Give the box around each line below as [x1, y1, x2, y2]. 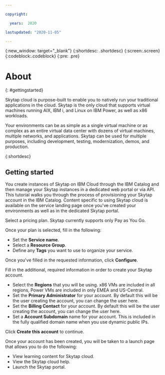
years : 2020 [9, 20, 37, 25]
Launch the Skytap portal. [12, 364, 66, 370]
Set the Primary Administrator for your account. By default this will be [12, 292, 158, 298]
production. [5, 143, 29, 150]
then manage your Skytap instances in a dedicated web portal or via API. [5, 186, 155, 192]
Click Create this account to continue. [5, 328, 84, 335]
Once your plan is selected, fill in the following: [5, 227, 101, 233]
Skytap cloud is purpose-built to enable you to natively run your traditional [5, 97, 158, 103]
